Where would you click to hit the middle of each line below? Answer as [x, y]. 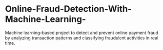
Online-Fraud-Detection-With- [69, 9]
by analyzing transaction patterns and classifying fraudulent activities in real [82, 38]
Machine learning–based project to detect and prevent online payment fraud [82, 33]
